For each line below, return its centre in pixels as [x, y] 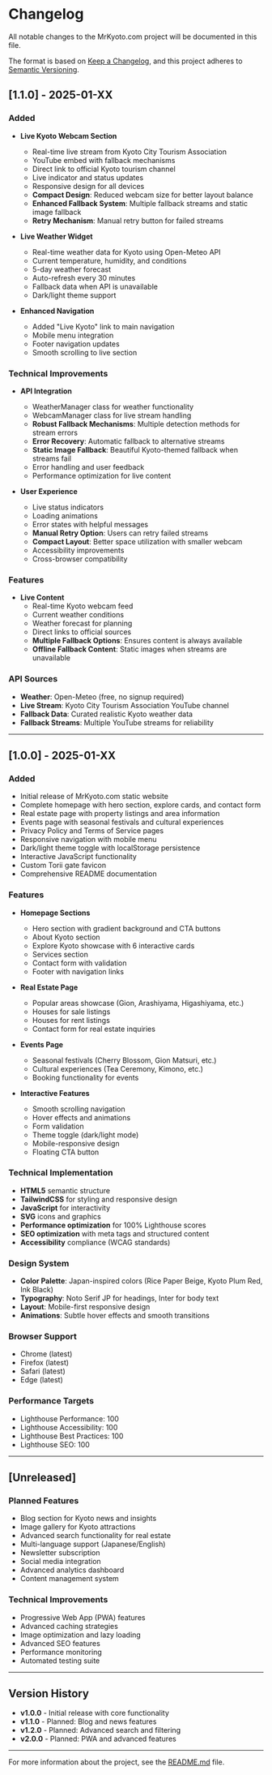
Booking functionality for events [85, 1077]
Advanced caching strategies [69, 1626]
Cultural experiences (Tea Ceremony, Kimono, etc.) [118, 1068]
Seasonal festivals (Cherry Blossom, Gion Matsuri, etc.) [124, 1060]
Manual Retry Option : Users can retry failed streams [120, 533]
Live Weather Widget [56, 236]
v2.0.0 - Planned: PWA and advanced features [98, 1739]
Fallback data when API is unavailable [95, 286]
